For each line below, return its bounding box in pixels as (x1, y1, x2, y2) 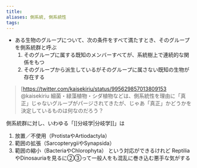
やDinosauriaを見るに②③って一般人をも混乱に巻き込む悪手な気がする (14, 154, 191, 161)
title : (6, 8, 23, 15)
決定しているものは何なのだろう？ (20, 107, 104, 114)
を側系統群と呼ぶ (14, 44, 57, 51)
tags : (6, 20, 20, 25)
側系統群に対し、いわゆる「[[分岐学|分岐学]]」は (6, 119, 125, 127)
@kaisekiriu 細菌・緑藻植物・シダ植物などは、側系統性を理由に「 (20, 92, 181, 99)
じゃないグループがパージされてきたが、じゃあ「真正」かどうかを (31, 100, 192, 107)
